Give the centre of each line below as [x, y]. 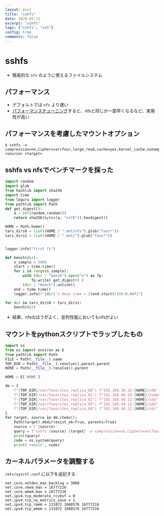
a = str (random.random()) [40, 213]
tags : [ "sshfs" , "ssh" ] [29, 28]
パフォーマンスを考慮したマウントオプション [72, 134]
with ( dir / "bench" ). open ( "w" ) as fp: [63, 276]
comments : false [21, 37]
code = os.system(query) [39, 440]
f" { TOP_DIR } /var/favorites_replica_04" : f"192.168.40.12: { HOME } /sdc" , [87, 409]
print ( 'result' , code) [37, 445]
